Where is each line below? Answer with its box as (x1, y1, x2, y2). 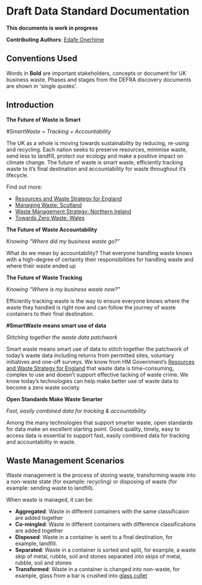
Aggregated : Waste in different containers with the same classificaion (14, 508, 189, 515)
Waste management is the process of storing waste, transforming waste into (6, 471, 196, 479)
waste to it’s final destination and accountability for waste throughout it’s (6, 165, 186, 172)
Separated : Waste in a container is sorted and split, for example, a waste (14, 546, 196, 554)
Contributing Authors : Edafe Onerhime (6, 36, 104, 43)
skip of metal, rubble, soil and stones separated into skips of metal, (14, 553, 182, 560)
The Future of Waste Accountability (6, 225, 98, 233)
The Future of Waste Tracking (6, 274, 83, 281)
